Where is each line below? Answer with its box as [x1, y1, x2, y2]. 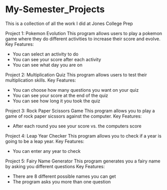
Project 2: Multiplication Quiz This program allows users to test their [5, 71, 147, 77]
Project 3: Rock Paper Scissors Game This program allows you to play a [5, 107, 155, 114]
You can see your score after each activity [12, 56, 102, 62]
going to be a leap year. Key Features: [5, 138, 85, 144]
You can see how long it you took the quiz [12, 98, 101, 104]
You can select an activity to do [12, 51, 79, 57]
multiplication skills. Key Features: [5, 77, 76, 83]
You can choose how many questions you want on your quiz [12, 87, 139, 93]
